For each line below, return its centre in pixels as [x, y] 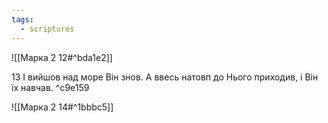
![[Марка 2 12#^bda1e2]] [62, 57]
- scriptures [47, 29]
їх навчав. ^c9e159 [50, 87]
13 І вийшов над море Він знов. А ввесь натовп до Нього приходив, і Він [165, 77]
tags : [22, 19]
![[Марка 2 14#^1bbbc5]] [62, 107]
